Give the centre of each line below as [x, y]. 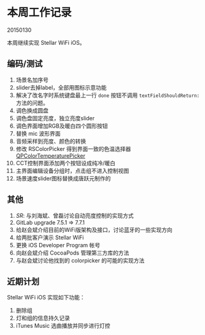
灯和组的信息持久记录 [43, 318]
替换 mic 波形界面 [38, 133]
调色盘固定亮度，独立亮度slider [55, 118]
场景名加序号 [32, 80]
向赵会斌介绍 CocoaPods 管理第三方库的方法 [72, 253]
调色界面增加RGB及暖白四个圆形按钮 [62, 126]
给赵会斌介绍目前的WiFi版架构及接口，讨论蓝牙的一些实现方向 [94, 229]
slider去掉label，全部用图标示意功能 [61, 87]
